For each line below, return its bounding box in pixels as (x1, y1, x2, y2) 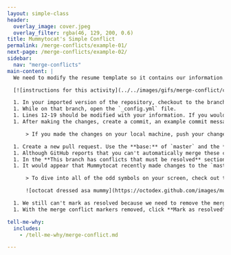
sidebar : (7, 55, 32, 62)
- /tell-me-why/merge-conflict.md (19, 232, 118, 238)
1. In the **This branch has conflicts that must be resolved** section (13, 156, 226, 163)
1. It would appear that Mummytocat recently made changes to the (13, 163, 208, 170)
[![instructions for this (13, 87, 88, 94)
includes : (13, 225, 41, 232)
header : (7, 17, 30, 23)
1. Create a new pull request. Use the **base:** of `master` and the (13, 143, 220, 150)
